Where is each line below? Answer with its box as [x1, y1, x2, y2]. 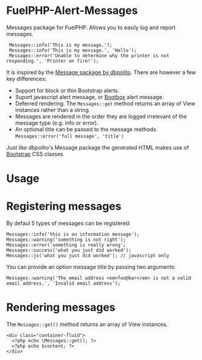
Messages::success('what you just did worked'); [6, 247, 132, 254]
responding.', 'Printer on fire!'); [6, 58, 99, 64]
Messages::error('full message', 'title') [15, 133, 124, 139]
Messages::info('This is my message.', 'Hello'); [8, 47, 137, 54]
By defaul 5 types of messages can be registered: [6, 220, 131, 227]
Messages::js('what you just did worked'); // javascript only [6, 253, 170, 259]
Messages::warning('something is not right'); [6, 237, 126, 243]
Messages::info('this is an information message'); [6, 232, 140, 238]
